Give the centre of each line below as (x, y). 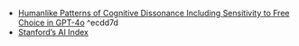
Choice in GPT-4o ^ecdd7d (68, 23)
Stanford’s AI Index (53, 32)
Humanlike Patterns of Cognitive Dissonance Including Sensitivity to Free (154, 13)
